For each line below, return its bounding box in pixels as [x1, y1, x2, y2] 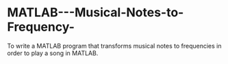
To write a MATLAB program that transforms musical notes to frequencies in [7, 42, 222, 50]
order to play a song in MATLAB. [7, 49, 99, 57]
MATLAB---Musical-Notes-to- [7, 5, 184, 20]
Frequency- [7, 19, 75, 35]
